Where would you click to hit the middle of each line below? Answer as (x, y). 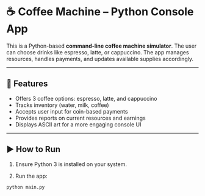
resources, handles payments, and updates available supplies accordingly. (100, 59)
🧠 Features (27, 84)
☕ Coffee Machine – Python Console (100, 12)
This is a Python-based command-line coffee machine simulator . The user (102, 46)
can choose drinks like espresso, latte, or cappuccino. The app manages (98, 52)
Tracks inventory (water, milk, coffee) (62, 105)
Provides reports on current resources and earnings (80, 118)
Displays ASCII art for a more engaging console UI (78, 124)
